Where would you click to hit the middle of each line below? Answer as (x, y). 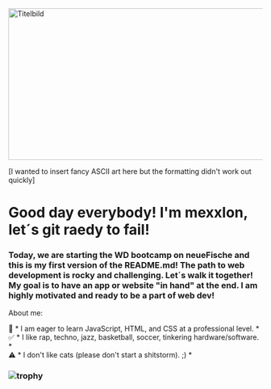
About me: (25, 313)
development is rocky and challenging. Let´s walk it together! (131, 276)
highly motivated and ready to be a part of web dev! (112, 296)
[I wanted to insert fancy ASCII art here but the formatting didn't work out (130, 171)
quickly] (22, 180)
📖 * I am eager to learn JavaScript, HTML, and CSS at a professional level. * (134, 329)
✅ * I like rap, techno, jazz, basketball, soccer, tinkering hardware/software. (134, 337)
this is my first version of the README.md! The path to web (127, 265)
